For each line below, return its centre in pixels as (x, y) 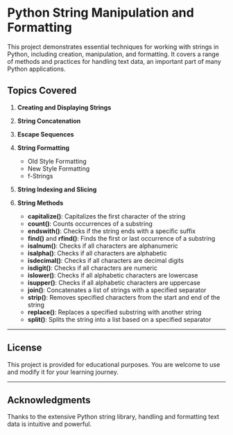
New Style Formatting (59, 169)
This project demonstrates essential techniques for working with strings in (113, 46)
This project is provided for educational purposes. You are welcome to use (114, 364)
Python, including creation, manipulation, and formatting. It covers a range (113, 54)
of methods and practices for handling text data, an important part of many (114, 61)
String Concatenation (49, 121)
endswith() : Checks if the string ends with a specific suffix (112, 231)
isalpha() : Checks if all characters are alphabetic (97, 253)
